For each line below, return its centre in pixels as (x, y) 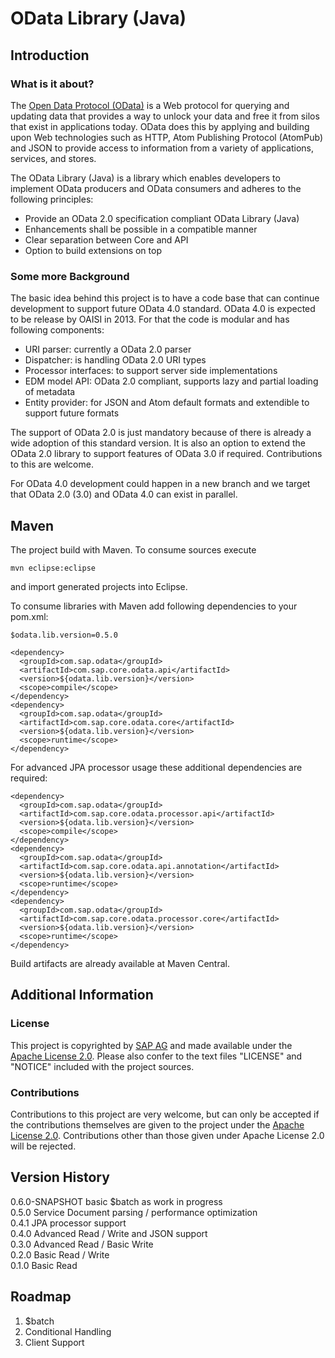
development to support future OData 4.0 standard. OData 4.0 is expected (163, 309)
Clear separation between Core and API (106, 239)
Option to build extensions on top (93, 250)
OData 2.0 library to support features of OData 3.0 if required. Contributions (166, 454)
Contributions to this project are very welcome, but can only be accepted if (165, 1114)
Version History (60, 1177)
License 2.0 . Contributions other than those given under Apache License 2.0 (167, 1135)
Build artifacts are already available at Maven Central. (120, 963)
